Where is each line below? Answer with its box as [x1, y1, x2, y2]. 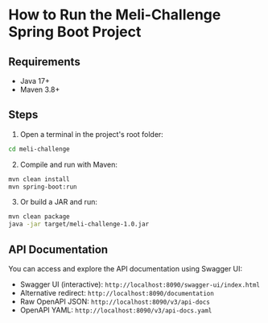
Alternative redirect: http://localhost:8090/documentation [19, 288, 215, 297]
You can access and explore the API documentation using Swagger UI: [8, 264, 243, 273]
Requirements [8, 55, 80, 68]
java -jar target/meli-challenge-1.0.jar [8, 220, 150, 229]
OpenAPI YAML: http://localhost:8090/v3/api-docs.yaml [19, 305, 212, 315]
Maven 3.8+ [19, 85, 60, 94]
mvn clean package [8, 213, 70, 221]
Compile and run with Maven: [19, 159, 118, 169]
